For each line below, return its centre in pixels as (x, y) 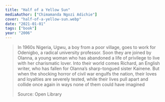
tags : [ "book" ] (21, 28)
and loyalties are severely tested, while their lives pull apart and (83, 79)
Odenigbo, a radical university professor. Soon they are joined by (84, 52)
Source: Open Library (39, 94)
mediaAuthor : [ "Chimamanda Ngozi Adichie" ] (51, 14)
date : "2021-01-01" (25, 24)
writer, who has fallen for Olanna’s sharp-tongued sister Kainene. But (88, 68)
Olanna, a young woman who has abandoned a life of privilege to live (88, 58)
